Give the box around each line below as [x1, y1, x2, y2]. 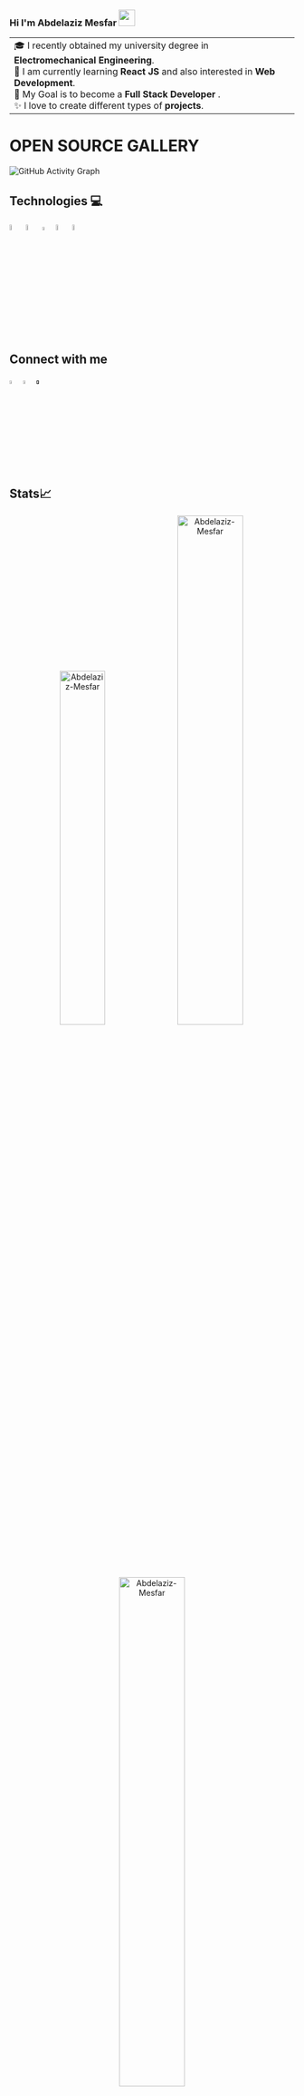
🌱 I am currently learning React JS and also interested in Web [14, 65, 276, 78]
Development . [14, 77, 76, 90]
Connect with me [9, 351, 109, 367]
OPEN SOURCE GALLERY [9, 136, 200, 156]
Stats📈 [9, 486, 52, 502]
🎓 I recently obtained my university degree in [14, 39, 210, 52]
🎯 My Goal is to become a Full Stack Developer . [14, 88, 221, 101]
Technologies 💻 [9, 193, 103, 209]
